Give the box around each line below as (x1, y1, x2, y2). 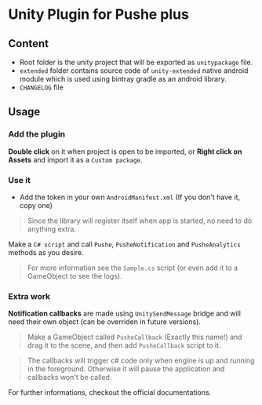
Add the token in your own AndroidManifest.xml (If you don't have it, (19, 192, 241, 202)
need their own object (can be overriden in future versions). (8, 317, 202, 327)
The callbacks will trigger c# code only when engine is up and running (27, 356, 255, 366)
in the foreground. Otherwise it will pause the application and (27, 364, 225, 374)
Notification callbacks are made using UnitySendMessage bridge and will (8, 308, 242, 319)
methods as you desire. (8, 247, 84, 257)
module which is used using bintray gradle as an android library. (19, 75, 227, 83)
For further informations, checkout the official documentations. (8, 388, 212, 397)
